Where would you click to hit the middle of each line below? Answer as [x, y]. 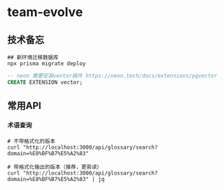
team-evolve [45, 12]
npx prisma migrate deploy [47, 64]
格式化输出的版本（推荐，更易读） [61, 167]
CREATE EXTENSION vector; [45, 82]
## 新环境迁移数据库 [33, 57]
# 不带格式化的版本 [31, 141]
